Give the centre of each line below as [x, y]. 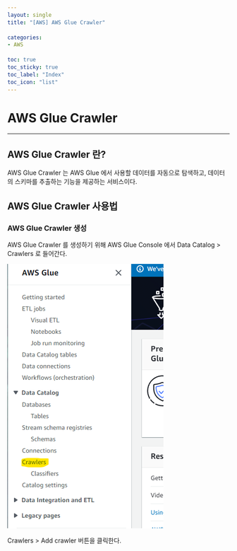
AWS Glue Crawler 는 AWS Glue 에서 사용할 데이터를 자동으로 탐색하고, [107, 173]
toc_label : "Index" [36, 74]
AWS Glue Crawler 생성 [47, 228]
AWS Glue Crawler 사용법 [63, 206]
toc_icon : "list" [33, 82]
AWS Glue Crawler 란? [57, 155]
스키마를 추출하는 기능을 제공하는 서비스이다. [76, 182]
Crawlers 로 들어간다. [37, 253]
